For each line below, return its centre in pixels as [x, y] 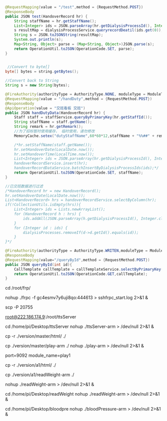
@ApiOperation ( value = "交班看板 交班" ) [45, 108]
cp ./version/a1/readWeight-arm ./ [40, 375]
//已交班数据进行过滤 [24, 186]
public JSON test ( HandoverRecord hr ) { [46, 16]
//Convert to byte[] [29, 67]
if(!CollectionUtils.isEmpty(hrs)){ [43, 205]
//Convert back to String [32, 81]
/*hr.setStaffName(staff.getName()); [53, 145]
